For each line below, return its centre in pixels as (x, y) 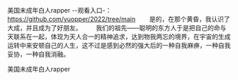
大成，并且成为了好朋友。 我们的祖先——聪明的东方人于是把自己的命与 (117, 28)
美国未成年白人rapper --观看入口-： (59, 10)
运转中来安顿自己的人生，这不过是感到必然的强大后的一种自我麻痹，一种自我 (119, 45)
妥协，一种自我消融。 (38, 54)
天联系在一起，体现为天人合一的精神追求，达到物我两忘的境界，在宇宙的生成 (119, 36)
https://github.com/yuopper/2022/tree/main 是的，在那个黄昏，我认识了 (119, 19)
